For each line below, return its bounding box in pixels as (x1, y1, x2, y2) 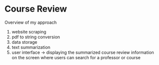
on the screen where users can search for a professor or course (11, 54, 141, 60)
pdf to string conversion (11, 34, 60, 40)
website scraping (11, 29, 47, 34)
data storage (11, 39, 38, 45)
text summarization (11, 44, 51, 50)
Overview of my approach (4, 19, 57, 25)
